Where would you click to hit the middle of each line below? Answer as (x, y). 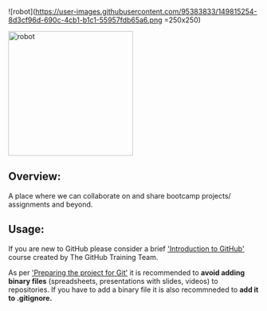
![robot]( (22, 12)
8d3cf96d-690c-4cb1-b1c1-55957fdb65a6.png (85, 20)
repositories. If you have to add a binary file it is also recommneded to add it (133, 289)
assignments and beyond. (51, 204)
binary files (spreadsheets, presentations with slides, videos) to (113, 281)
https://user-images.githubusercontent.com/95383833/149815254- (146, 12)
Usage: (27, 229)
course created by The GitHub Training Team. (83, 257)
